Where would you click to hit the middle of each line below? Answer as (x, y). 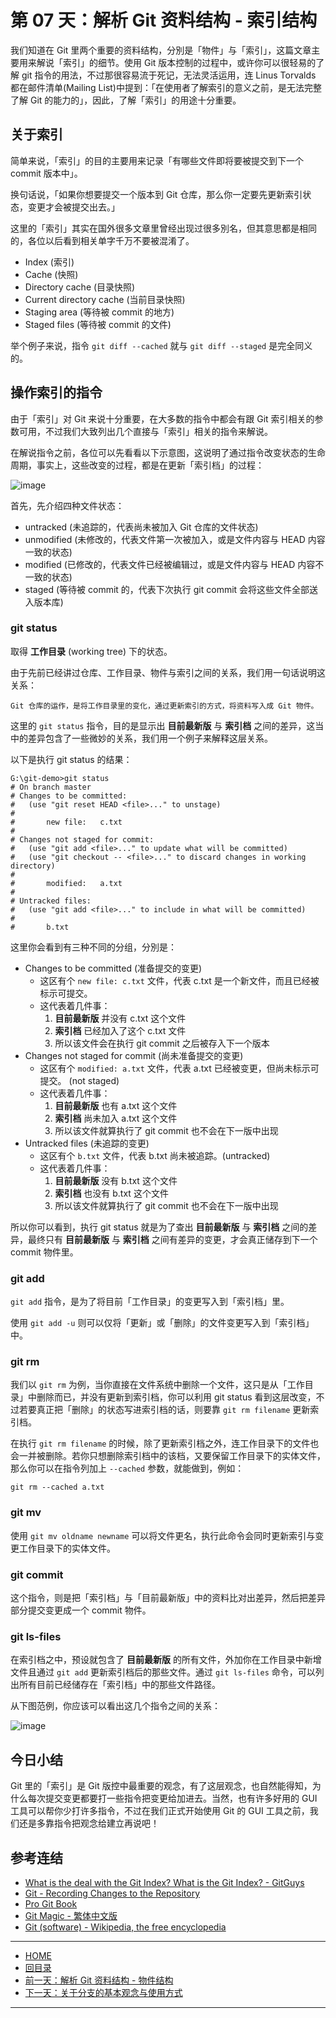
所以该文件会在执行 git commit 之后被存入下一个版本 (162, 1043)
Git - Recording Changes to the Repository (112, 1893)
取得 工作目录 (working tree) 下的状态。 (91, 651)
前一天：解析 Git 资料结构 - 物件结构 (99, 1980)
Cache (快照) (51, 274)
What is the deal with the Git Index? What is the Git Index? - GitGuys (164, 1882)
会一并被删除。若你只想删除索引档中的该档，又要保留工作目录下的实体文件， (168, 1456)
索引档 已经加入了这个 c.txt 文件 (120, 1030)
